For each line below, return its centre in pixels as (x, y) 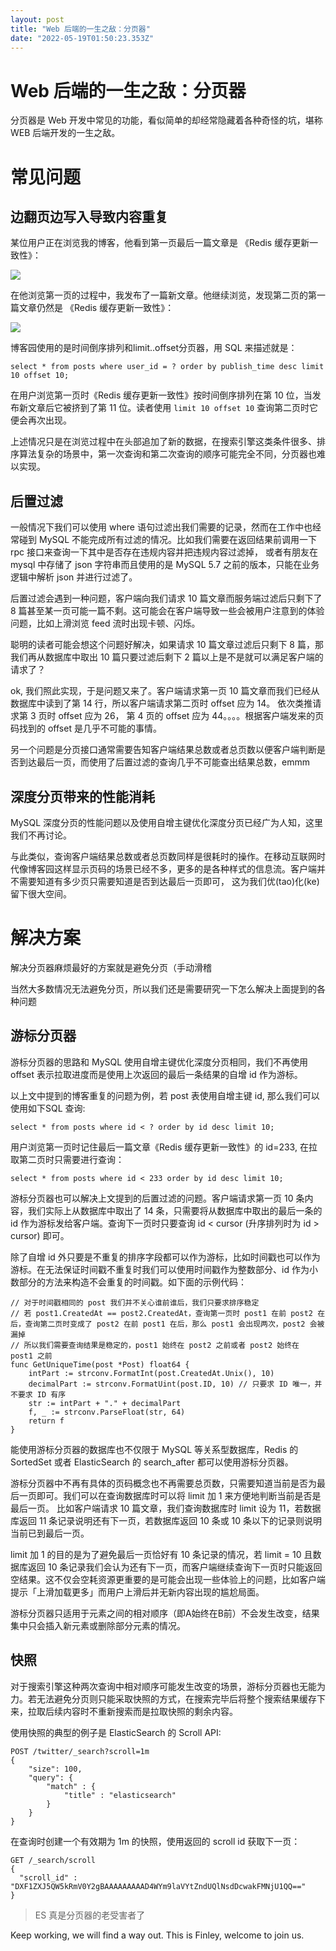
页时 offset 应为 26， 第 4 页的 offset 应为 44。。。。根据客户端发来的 (177, 716)
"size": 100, (55, 1769)
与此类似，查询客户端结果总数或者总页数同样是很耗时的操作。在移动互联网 (163, 856)
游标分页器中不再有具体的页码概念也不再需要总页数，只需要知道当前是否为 (163, 1483)
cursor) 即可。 (40, 1235)
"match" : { (71, 1786)
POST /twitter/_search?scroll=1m (80, 1751)
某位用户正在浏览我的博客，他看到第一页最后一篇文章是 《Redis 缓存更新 (160, 243)
